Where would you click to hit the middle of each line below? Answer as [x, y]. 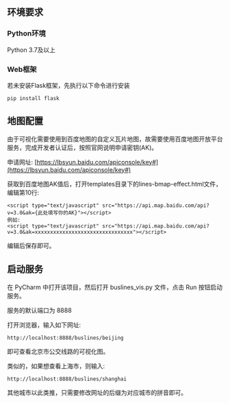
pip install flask [33, 98]
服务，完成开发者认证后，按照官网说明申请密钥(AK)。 [82, 147]
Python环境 [26, 34]
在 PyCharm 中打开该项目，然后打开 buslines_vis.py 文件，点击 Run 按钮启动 [115, 287]
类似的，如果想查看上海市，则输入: [56, 366]
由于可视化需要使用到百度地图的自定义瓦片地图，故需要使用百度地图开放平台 [115, 138]
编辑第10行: [23, 192]
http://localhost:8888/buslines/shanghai [67, 379]
